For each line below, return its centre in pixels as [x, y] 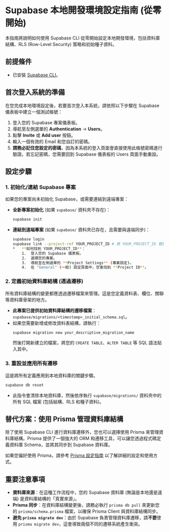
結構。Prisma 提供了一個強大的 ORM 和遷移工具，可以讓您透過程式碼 [85, 439]
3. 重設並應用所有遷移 [31, 363]
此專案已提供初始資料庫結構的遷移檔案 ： [54, 310]
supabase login [28, 239]
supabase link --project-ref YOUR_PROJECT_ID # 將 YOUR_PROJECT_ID [84, 244]
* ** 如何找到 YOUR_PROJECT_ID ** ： [49, 249]
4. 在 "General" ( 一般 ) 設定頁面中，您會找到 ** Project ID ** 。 [85, 268]
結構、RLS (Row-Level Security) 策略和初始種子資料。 [61, 44]
